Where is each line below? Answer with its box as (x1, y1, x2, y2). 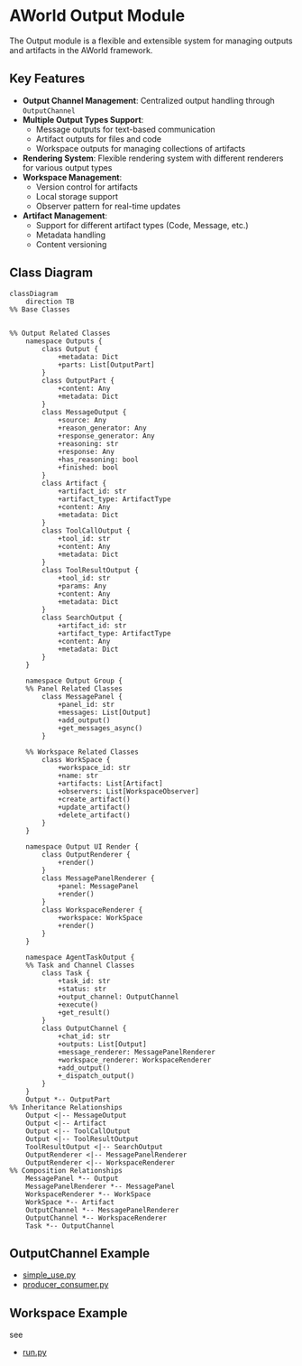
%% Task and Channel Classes (25, 961, 135, 970)
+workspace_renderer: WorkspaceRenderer (57, 1055, 212, 1064)
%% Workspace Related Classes (25, 747, 140, 757)
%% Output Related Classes (9, 329, 111, 338)
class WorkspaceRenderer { (41, 905, 143, 915)
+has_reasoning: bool (57, 455, 140, 464)
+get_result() (57, 1008, 111, 1017)
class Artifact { (41, 479, 106, 488)
